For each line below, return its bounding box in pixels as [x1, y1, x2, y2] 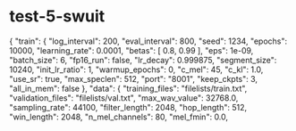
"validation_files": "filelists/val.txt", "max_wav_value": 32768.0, [9, 92, 239, 103]
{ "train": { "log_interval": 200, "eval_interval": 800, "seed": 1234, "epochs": [9, 36, 288, 46]
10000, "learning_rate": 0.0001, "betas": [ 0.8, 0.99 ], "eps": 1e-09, [9, 45, 254, 55]
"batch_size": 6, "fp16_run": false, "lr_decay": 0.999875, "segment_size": [9, 54, 277, 65]
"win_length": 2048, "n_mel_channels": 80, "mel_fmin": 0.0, [9, 111, 229, 122]
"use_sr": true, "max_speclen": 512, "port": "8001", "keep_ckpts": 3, [9, 73, 258, 84]
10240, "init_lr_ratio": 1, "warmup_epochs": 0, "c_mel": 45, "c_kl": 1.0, [9, 64, 264, 75]
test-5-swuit [9, 6, 106, 27]
